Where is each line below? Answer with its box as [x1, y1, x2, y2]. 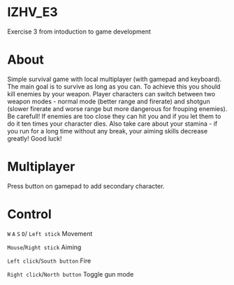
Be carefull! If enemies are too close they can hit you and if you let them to [7, 112, 221, 120]
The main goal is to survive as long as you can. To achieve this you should [7, 82, 221, 91]
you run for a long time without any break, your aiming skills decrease [7, 126, 208, 135]
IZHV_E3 [7, 4, 58, 20]
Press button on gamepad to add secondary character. [7, 182, 165, 190]
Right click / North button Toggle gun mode [7, 270, 134, 278]
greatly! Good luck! [7, 134, 62, 142]
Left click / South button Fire [7, 256, 92, 265]
